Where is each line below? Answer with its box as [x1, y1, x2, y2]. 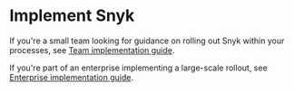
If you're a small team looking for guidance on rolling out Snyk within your [9, 35, 285, 46]
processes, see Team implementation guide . [9, 44, 175, 55]
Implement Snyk [9, 5, 135, 26]
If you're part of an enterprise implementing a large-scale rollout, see [9, 62, 268, 73]
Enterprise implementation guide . [9, 71, 134, 82]
